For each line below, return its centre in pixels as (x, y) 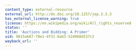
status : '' (16, 28)
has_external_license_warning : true (42, 18)
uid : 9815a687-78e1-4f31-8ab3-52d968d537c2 (50, 37)
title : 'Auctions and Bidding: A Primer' (48, 32)
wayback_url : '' (21, 41)
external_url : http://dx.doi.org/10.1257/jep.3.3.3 (58, 14)
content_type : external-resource (39, 9)
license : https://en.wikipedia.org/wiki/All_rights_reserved (68, 23)
